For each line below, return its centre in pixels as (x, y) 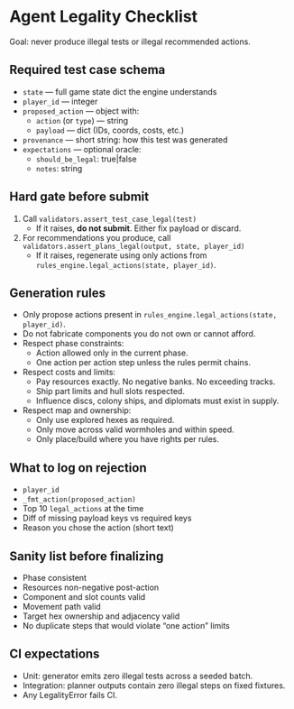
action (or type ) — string (82, 120)
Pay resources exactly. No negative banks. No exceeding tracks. (156, 382)
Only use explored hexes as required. (105, 420)
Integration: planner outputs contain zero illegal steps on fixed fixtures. (154, 685)
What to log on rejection (78, 468)
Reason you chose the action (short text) (98, 528)
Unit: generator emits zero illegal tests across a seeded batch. (138, 676)
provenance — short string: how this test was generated (125, 139)
